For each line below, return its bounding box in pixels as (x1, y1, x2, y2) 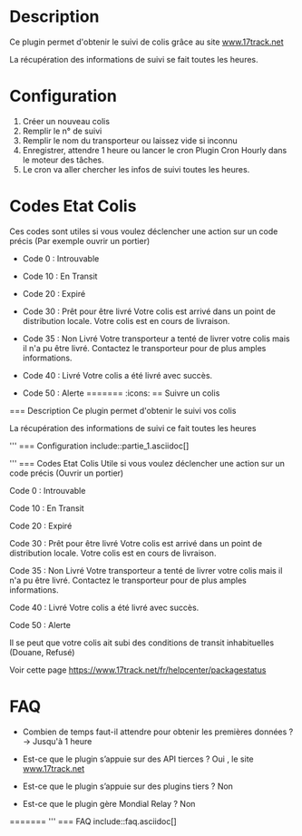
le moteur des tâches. (22, 154, 104, 165)
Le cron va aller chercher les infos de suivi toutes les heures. (22, 163, 250, 174)
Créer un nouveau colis (22, 115, 111, 126)
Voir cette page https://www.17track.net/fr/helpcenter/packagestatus (9, 664, 267, 675)
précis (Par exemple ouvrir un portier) (9, 235, 151, 246)
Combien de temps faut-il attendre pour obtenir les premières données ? (22, 726, 294, 737)
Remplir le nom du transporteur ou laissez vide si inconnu (22, 134, 238, 146)
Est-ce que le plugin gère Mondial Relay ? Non (22, 798, 196, 809)
